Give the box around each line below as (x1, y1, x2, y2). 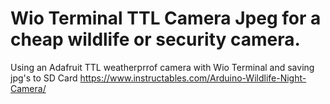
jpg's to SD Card (10, 72, 78, 84)
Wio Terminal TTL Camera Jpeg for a (10, 7, 322, 30)
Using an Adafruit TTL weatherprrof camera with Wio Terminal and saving (10, 61, 315, 73)
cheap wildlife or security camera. (10, 28, 301, 51)
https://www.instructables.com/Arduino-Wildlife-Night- (79, 72, 307, 84)
